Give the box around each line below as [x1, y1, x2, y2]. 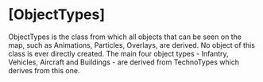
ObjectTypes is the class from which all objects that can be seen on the [8, 32, 242, 41]
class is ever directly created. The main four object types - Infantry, [8, 49, 229, 58]
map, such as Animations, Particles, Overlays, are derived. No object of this [8, 40, 256, 49]
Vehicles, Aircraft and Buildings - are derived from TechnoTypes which [8, 57, 240, 67]
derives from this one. [8, 65, 80, 75]
